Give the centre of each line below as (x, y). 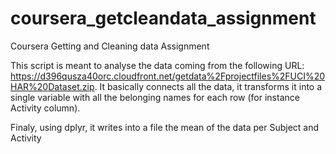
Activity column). (45, 108)
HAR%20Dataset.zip (52, 86)
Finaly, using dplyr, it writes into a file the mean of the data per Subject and (165, 127)
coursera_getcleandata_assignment (163, 18)
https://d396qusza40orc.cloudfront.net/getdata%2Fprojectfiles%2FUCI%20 (168, 76)
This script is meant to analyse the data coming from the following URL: (157, 65)
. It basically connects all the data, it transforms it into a (208, 86)
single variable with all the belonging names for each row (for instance (155, 97)
